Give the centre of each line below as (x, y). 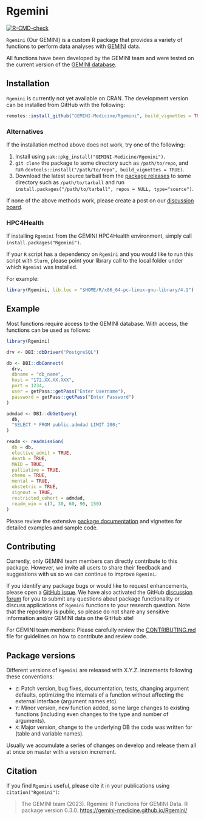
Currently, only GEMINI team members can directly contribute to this (92, 561)
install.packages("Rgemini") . (44, 243)
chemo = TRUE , (29, 475)
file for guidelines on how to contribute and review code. (77, 636)
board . (15, 207)
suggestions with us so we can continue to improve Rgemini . (82, 574)
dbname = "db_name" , (38, 374)
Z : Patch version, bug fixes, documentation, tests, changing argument (102, 689)
